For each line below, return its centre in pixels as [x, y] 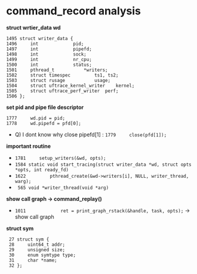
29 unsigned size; [37, 249]
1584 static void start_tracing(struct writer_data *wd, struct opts [103, 165]
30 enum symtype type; [42, 255]
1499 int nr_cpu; [49, 59]
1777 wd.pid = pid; [36, 118]
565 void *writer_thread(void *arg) [63, 188]
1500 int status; [49, 65]
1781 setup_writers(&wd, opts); [60, 158]
